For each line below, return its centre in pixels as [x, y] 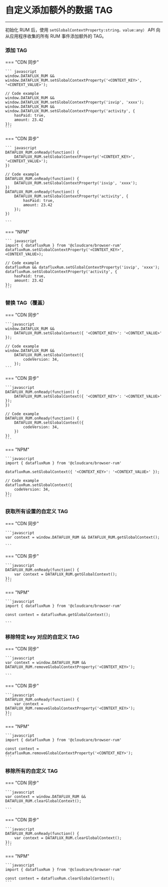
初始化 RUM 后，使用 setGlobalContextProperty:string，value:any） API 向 [83, 30]
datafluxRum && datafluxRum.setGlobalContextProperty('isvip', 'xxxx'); [82, 268]
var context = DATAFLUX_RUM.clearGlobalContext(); [68, 838]
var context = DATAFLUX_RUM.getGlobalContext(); [66, 574]
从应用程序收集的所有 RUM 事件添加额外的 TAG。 [56, 36]
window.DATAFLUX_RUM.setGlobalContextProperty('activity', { [70, 111]
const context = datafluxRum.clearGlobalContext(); [60, 878]
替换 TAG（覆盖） [26, 303]
